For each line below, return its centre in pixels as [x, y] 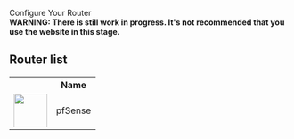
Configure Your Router [50, 13]
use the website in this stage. [65, 32]
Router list [38, 60]
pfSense [74, 110]
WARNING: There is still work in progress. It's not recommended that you [147, 22]
